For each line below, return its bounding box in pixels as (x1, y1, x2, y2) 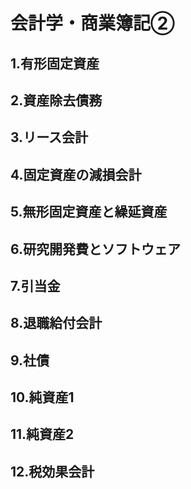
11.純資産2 (10, 426, 75, 443)
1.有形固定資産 (10, 55, 100, 72)
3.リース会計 (10, 129, 89, 146)
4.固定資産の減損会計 (10, 166, 142, 183)
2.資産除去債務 (10, 92, 103, 109)
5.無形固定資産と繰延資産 (10, 204, 168, 221)
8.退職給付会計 (10, 315, 103, 332)
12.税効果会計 (10, 463, 95, 480)
